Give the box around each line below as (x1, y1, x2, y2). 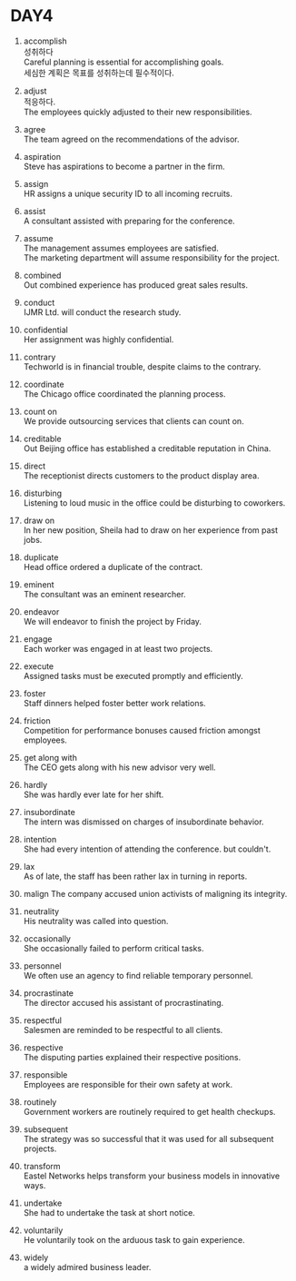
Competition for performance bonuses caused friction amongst (23, 724, 261, 735)
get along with (23, 752, 78, 763)
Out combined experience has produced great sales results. (23, 279, 249, 291)
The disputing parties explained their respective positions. (23, 1051, 242, 1062)
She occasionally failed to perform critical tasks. (23, 942, 204, 953)
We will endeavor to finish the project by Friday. (23, 616, 202, 626)
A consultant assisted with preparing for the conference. (23, 215, 235, 226)
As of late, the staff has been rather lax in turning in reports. (23, 871, 248, 882)
